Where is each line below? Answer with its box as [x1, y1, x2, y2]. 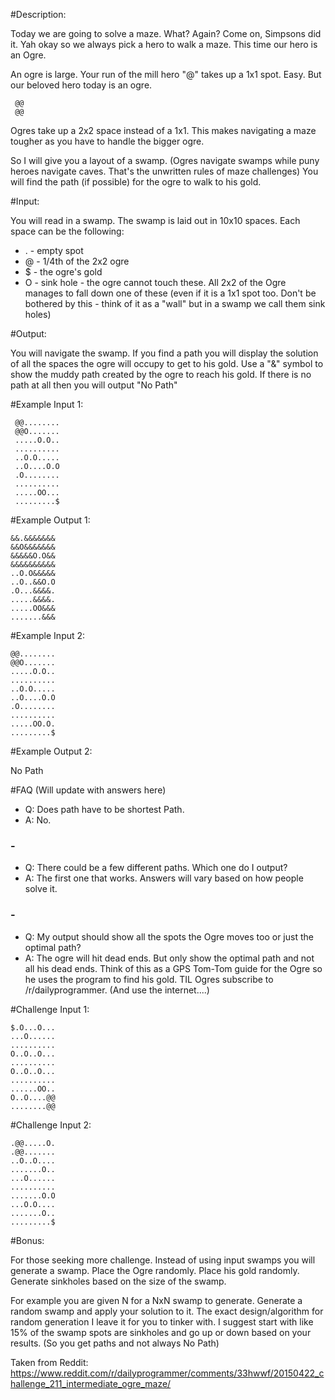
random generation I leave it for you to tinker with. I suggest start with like [10, 1315, 314, 1328]
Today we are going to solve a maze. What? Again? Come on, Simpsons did [10, 28, 322, 39]
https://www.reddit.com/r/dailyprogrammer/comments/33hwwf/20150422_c [10, 1367, 325, 1379]
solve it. [24, 883, 58, 895]
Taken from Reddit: [10, 1356, 89, 1368]
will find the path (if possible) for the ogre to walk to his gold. [10, 176, 262, 188]
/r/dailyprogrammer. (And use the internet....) [24, 984, 210, 996]
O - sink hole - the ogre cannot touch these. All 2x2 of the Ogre [24, 277, 287, 288]
